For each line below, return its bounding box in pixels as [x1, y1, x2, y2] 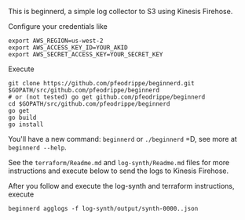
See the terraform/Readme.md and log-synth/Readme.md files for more [8, 158, 230, 167]
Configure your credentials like [8, 22, 108, 31]
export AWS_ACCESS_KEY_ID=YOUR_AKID [8, 44, 128, 52]
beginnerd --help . [8, 142, 67, 152]
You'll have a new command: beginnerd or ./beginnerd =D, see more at [8, 135, 237, 143]
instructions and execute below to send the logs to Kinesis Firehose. [8, 166, 229, 175]
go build [8, 114, 37, 121]
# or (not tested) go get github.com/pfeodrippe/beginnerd [8, 93, 206, 101]
